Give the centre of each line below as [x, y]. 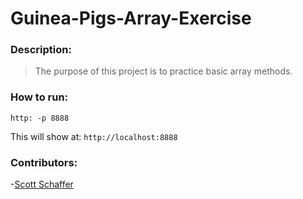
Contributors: [44, 162]
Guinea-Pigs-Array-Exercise [131, 18]
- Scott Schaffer [42, 184]
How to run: [39, 97]
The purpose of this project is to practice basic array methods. [163, 71]
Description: [41, 50]
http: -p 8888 [40, 118]
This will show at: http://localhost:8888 [94, 136]
